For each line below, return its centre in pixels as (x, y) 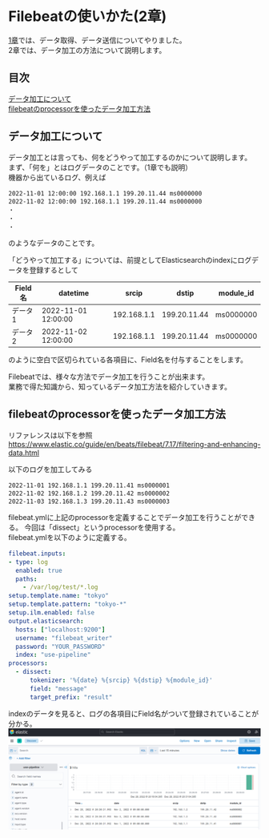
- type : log (28, 562)
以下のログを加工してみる (50, 469)
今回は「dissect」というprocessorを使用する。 (102, 527)
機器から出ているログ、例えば (57, 177)
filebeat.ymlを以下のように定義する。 (70, 537)
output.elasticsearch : (46, 621)
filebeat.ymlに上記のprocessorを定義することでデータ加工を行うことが (125, 517)
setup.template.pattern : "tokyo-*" (68, 604)
